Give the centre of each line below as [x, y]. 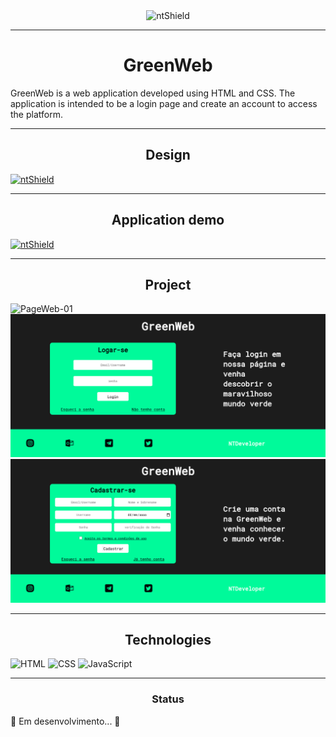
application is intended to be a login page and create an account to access [164, 103]
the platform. [36, 114]
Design [168, 155]
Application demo [168, 220]
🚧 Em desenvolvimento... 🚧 [65, 721]
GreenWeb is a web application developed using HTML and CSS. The [153, 93]
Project [168, 284]
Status [168, 699]
